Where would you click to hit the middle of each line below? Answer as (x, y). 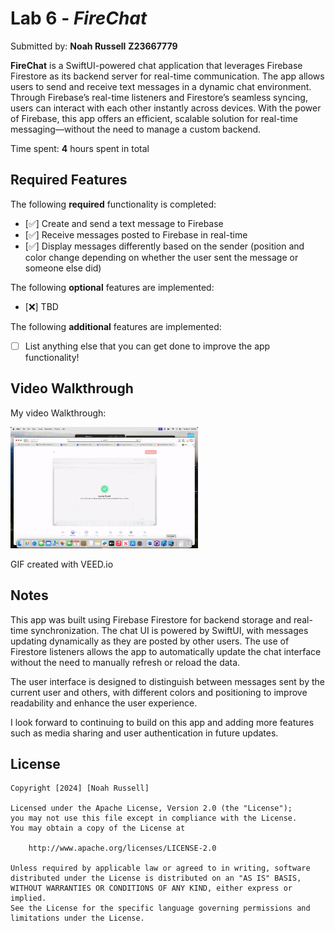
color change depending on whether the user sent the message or (161, 257)
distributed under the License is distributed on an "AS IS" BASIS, (156, 878)
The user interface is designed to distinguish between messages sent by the (167, 681)
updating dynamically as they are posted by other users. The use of (150, 641)
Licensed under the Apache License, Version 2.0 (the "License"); (151, 808)
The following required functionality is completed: (113, 204)
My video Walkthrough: (58, 413)
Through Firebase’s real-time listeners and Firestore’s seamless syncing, (159, 97)
